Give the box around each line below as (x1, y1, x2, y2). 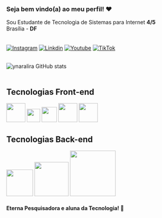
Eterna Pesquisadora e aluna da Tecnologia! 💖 (6, 204, 124, 211)
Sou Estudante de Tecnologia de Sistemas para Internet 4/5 (6, 19, 156, 26)
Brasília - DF (6, 25, 38, 32)
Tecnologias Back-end (6, 134, 93, 145)
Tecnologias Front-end (6, 87, 95, 97)
